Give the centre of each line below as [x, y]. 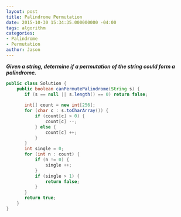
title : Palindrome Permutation [44, 17]
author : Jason [23, 50]
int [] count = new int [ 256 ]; [60, 105]
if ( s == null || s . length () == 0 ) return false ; [86, 94]
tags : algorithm [26, 28]
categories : [21, 33]
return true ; [40, 198]
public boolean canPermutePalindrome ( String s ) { [78, 89]
